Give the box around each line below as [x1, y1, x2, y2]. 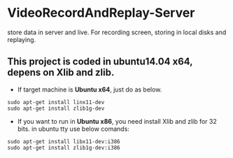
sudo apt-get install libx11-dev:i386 [7, 138, 120, 145]
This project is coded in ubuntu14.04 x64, [7, 56, 193, 68]
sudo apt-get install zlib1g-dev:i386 [7, 144, 120, 151]
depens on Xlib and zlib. [7, 66, 115, 78]
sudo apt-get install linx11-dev [7, 99, 105, 106]
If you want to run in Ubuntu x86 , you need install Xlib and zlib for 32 [17, 117, 217, 125]
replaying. [7, 35, 36, 43]
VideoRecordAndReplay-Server [7, 5, 195, 21]
